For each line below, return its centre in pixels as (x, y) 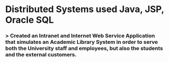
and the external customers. (41, 55)
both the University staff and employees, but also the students (84, 48)
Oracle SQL (30, 20)
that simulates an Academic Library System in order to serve (82, 42)
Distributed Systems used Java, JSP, (85, 9)
